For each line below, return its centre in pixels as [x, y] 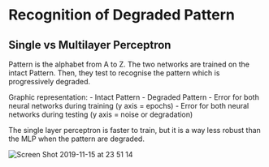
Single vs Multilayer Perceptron [90, 45]
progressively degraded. [50, 81]
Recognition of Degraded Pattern [122, 15]
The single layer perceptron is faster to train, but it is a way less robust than [135, 130]
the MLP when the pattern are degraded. [76, 139]
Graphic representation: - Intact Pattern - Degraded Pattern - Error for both [134, 97]
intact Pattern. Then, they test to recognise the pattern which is [114, 73]
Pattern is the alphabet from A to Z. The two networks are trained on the [129, 64]
